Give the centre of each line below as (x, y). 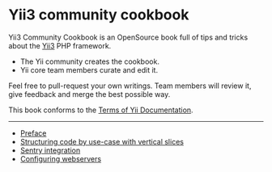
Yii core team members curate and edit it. (89, 69)
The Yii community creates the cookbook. (90, 61)
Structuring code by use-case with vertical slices (102, 141)
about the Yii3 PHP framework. (60, 45)
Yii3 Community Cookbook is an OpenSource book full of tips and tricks (128, 37)
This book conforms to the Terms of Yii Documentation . (101, 110)
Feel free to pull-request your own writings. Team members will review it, (130, 86)
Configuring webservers (61, 158)
